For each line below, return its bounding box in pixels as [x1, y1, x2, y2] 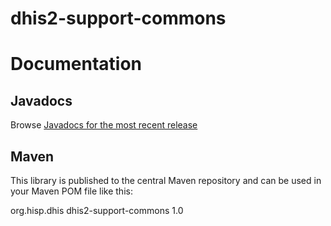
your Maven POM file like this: [10, 185, 133, 197]
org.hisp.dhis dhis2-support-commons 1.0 [10, 205, 184, 216]
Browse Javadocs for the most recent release [10, 119, 198, 131]
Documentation [10, 53, 143, 76]
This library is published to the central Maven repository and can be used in [10, 175, 322, 186]
